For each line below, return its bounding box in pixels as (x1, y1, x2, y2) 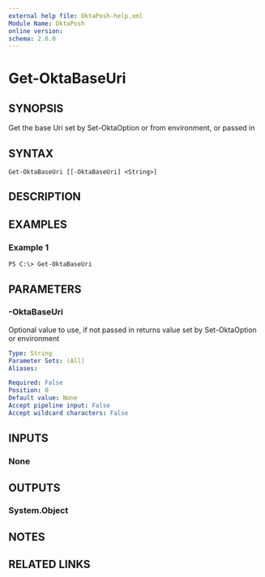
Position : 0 (8, 387, 49, 395)
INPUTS (8, 431, 49, 446)
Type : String (8, 349, 53, 357)
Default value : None (8, 394, 79, 402)
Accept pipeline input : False (8, 402, 111, 410)
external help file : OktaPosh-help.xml (8, 11, 143, 20)
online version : (8, 27, 63, 35)
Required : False (8, 378, 63, 387)
